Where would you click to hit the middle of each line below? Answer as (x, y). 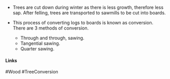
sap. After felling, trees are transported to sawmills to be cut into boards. (89, 13)
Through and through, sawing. (52, 38)
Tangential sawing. (40, 43)
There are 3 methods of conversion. (51, 28)
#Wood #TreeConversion (32, 72)
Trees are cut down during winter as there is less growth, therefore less (88, 7)
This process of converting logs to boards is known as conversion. (83, 23)
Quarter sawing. (37, 49)
